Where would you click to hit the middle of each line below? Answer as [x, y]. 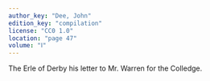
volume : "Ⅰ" [27, 46]
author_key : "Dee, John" [50, 16]
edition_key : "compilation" [56, 23]
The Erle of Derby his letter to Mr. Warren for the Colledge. [105, 68]
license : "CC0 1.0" [41, 30]
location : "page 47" [43, 38]
